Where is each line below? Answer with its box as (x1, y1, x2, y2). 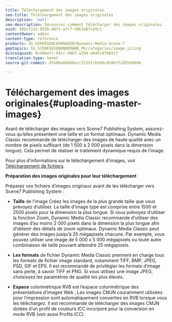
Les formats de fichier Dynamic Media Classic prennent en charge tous (12, 252, 164, 258)
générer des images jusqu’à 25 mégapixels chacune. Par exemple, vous (12, 231, 165, 237)
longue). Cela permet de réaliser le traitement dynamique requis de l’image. (5, 148, 165, 154)
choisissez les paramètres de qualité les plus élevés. (12, 274, 124, 280)
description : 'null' (5, 17, 50, 22)
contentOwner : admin (5, 31, 50, 37)
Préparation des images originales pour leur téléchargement (5, 173, 137, 179)
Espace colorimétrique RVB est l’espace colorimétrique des (12, 284, 139, 290)
